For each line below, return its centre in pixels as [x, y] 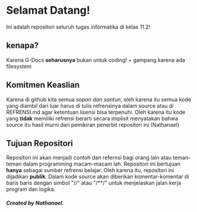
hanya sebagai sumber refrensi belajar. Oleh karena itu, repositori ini [90, 170]
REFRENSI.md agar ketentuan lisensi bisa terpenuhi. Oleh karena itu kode [96, 112]
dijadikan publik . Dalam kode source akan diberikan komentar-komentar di [98, 177]
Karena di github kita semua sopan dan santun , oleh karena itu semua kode [99, 99]
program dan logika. [31, 189]
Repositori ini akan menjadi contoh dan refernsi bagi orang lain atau [89, 158]
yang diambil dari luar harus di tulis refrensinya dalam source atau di [90, 105]
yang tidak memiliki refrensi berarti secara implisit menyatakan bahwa [92, 118]
